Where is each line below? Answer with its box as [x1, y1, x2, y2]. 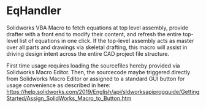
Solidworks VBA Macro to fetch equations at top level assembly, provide [6, 24, 189, 31]
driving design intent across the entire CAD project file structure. [6, 50, 170, 57]
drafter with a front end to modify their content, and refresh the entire [6, 30, 182, 37]
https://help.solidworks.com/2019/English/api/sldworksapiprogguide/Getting [6, 88, 200, 95]
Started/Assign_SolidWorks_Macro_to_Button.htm [6, 94, 132, 102]
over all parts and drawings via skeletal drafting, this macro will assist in [6, 44, 188, 51]
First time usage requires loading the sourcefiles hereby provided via [6, 62, 180, 69]
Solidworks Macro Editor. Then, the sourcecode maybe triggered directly [6, 68, 191, 75]
